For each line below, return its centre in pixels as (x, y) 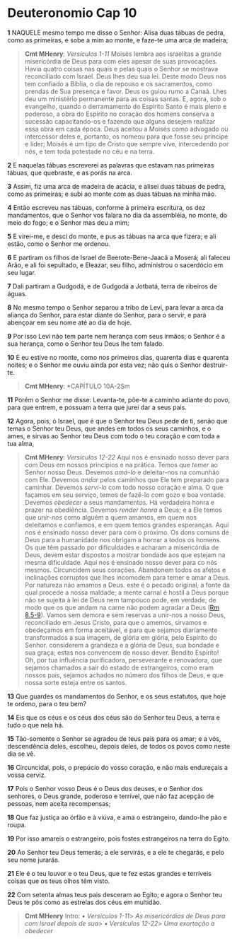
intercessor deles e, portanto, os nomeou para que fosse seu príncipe (126, 136)
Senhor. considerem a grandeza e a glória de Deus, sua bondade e (122, 645)
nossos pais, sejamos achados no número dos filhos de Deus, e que (124, 675)
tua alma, (21, 443)
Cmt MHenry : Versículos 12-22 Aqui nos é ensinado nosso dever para (127, 457)
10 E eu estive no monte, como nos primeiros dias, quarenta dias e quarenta (118, 357)
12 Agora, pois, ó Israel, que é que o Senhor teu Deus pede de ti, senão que (117, 421)
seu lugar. (22, 272)
